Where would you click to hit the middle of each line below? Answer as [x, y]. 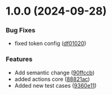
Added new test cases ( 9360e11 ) [55, 85]
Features [19, 59]
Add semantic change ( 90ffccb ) [54, 72]
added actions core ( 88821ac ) [52, 79]
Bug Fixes [21, 30]
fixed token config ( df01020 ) [50, 43]
